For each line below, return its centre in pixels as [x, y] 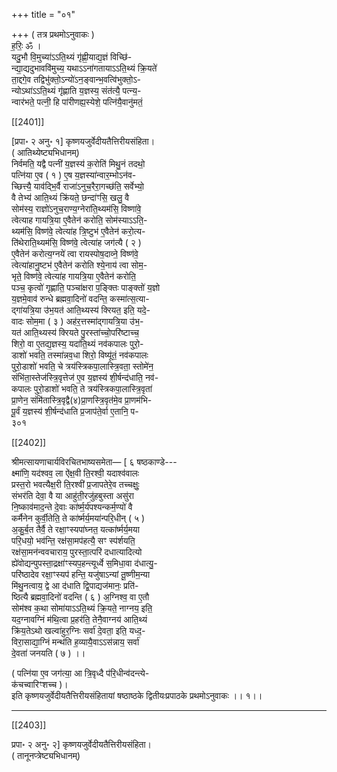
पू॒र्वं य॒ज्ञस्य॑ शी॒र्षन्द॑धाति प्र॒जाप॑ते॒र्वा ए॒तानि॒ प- [75, 411]
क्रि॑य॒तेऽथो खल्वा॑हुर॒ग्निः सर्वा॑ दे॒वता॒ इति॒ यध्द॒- [78, 630]
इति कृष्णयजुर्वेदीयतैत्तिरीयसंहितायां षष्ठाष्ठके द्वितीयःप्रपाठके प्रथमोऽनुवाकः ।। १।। [137, 695]
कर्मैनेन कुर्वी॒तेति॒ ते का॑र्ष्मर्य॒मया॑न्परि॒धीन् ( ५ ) [78, 518]
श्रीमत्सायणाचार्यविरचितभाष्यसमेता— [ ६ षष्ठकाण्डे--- [94, 462]
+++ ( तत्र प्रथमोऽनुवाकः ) [53, 34]
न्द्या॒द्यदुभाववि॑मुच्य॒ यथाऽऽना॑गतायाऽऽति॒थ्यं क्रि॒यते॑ [84, 68]
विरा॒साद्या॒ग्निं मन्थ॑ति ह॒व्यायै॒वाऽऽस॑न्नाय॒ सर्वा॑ [75, 642]
